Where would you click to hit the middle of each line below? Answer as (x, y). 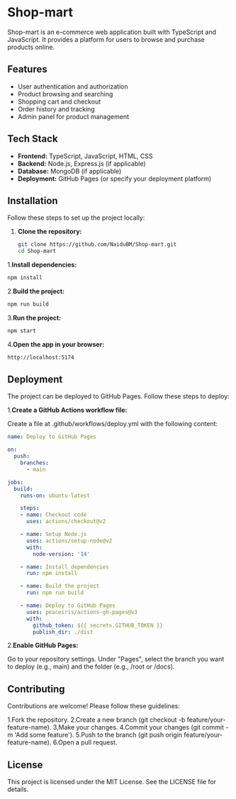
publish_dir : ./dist (63, 632)
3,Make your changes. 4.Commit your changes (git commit (139, 727)
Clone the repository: (50, 232)
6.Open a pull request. (85, 742)
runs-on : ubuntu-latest (55, 496)
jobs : (15, 482)
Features (27, 69)
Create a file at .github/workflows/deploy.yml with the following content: (113, 424)
